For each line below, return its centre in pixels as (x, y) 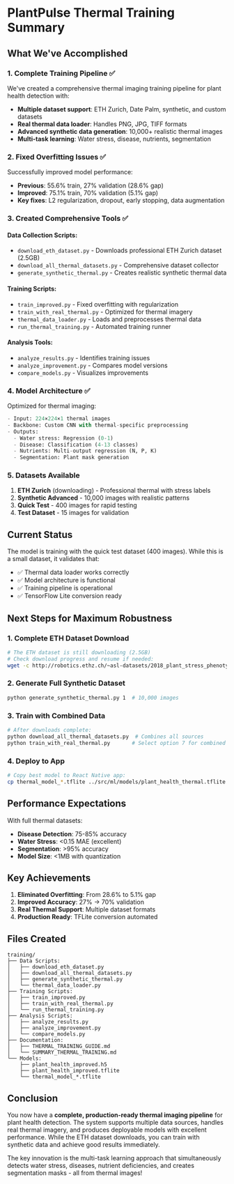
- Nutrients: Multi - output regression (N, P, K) (85, 451)
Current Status (40, 535)
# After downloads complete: (49, 730)
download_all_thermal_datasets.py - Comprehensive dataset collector (118, 266)
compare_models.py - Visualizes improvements (83, 372)
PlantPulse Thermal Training (91, 13)
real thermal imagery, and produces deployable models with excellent (107, 1130)
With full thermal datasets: (45, 820)
